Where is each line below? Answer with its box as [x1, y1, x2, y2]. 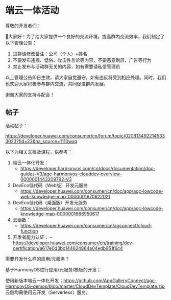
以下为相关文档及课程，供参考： [5, 149, 72, 155]
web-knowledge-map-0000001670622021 [20, 193, 111, 199]
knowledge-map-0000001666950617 [20, 211, 100, 217]
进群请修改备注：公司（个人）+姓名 [12, 51, 88, 57]
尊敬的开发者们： [5, 22, 41, 29]
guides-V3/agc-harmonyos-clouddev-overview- [20, 171, 123, 177]
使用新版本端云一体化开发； [5, 277, 64, 284]
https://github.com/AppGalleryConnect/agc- [63, 277, 157, 284]
